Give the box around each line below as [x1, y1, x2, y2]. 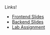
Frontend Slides [11, 14, 44, 19]
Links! [4, 4, 17, 10]
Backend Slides [11, 19, 44, 25]
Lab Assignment [11, 24, 46, 30]
